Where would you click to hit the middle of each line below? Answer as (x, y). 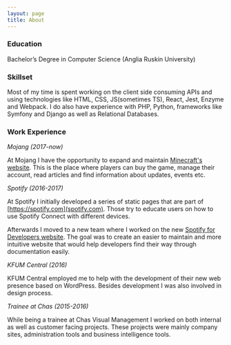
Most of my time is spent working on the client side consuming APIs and (110, 92)
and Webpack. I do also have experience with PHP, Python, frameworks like (115, 107)
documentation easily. (39, 252)
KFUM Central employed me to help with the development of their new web (114, 278)
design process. (30, 293)
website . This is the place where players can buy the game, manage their (111, 168)
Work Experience (37, 132)
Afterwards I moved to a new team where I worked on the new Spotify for (111, 230)
